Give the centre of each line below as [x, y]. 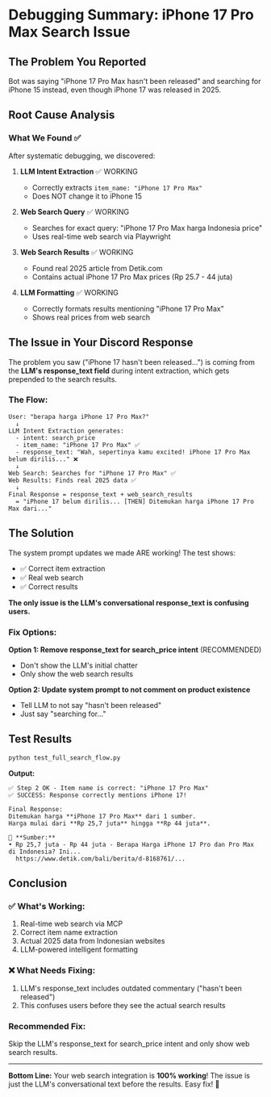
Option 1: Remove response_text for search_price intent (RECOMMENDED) [135, 649]
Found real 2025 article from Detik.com [97, 268]
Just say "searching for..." [63, 714]
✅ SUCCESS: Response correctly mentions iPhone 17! [98, 795]
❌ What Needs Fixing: [52, 970]
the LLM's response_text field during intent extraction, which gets [119, 371]
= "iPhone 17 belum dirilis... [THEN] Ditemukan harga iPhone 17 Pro [135, 501]
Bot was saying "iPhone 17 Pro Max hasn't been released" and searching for [135, 81]
